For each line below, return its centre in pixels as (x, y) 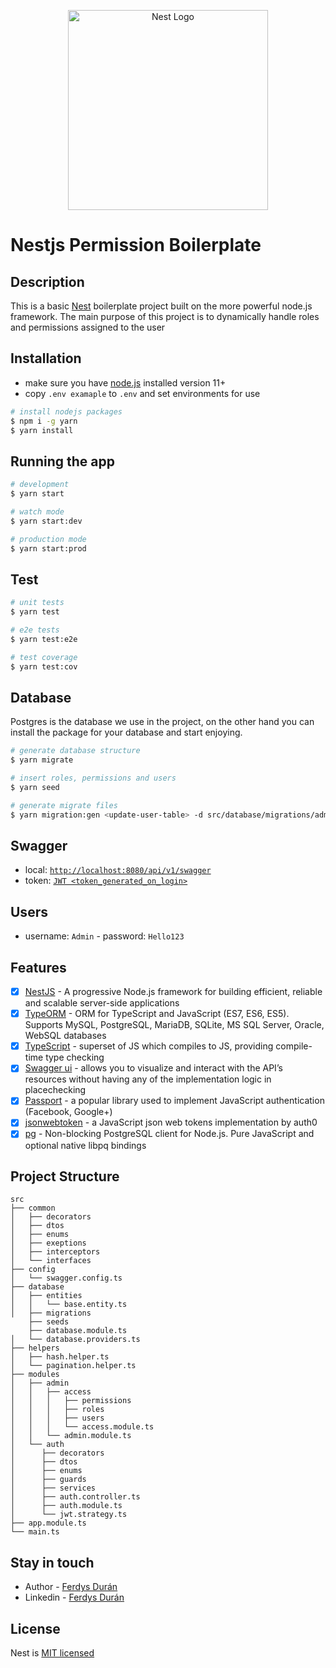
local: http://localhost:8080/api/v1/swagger (118, 870)
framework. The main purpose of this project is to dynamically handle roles (165, 316)
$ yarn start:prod (48, 548)
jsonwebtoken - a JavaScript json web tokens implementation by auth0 (171, 1122)
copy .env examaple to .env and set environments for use (142, 393)
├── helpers (35, 1348)
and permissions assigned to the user (88, 327)
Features (38, 967)
